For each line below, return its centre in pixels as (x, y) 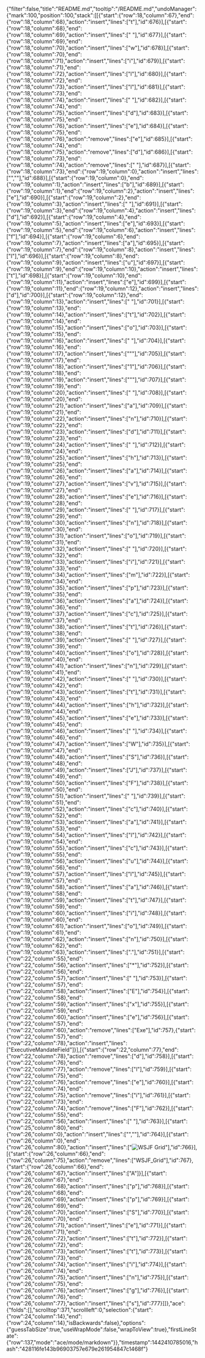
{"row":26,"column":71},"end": (44, 1232)
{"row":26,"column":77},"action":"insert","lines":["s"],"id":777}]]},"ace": (96, 1303)
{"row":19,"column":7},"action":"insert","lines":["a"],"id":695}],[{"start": (96, 243)
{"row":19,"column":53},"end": (44, 828)
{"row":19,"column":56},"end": (44, 868)
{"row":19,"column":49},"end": (44, 776)
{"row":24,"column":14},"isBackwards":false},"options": (76, 1323)
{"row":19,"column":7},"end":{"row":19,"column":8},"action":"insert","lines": (101, 249)
